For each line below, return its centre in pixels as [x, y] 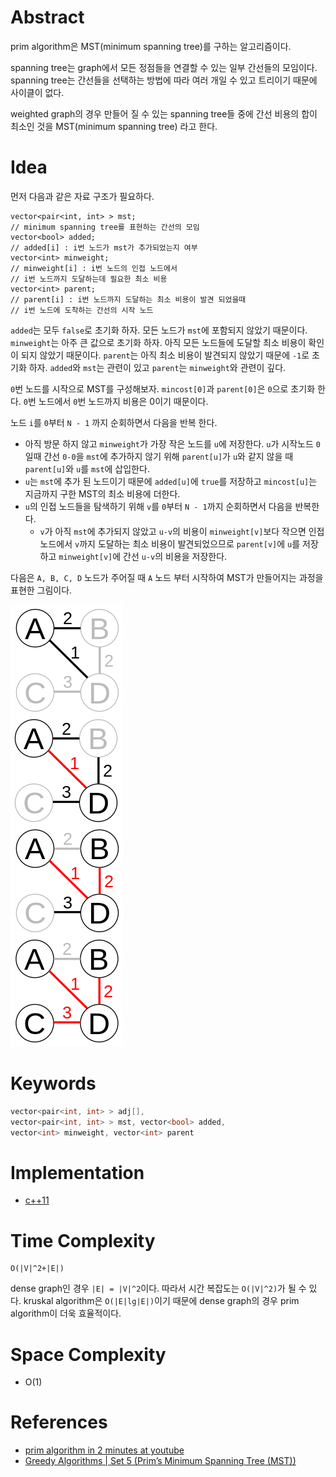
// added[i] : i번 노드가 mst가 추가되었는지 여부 [104, 247]
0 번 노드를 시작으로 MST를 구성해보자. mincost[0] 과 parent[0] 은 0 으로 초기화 [163, 388]
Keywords [53, 1083]
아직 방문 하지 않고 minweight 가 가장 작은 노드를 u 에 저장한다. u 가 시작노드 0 [172, 443]
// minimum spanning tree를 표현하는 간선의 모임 [105, 227]
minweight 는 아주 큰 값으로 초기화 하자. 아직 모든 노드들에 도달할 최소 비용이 [158, 342]
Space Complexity [88, 1354]
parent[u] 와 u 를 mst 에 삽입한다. [87, 468]
